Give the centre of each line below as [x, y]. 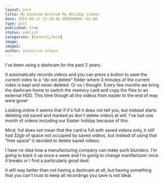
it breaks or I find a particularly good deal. [47, 160]
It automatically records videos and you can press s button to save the [76, 74]
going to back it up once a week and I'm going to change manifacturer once [82, 155]
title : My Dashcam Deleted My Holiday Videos [52, 14]
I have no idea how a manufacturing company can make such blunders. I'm [81, 150]
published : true [22, 28]
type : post [16, 23]
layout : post [18, 10]
